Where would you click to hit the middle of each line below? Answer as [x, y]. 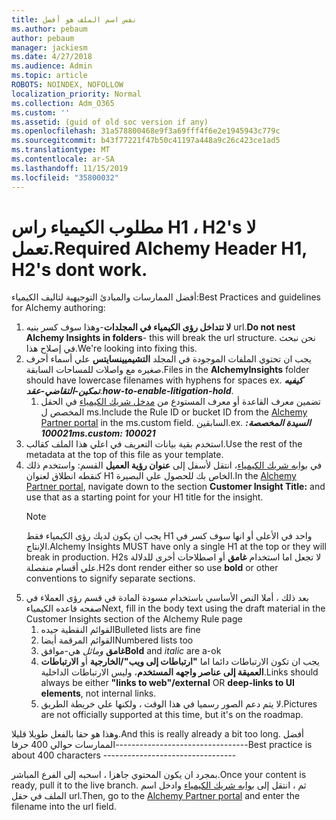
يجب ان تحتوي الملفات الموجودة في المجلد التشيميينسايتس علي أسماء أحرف [168, 359]
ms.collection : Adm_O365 [63, 103]
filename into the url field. [64, 807]
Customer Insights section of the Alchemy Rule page [134, 619]
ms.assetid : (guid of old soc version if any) [110, 122]
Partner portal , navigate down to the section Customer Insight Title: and [175, 487]
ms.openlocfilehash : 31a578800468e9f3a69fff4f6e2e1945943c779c [146, 131]
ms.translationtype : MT [61, 150]
